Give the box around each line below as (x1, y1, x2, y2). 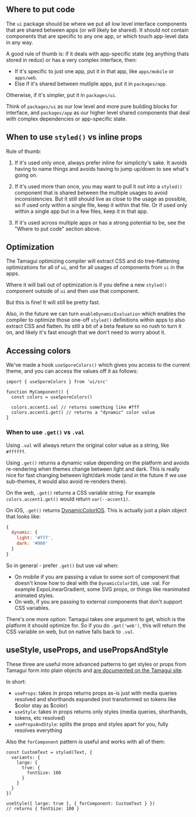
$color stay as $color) (14, 702, 68, 709)
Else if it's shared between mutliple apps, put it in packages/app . (14, 80, 167, 87)
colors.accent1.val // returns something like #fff (11, 405, 140, 411)
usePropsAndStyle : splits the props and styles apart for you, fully (14, 721, 169, 728)
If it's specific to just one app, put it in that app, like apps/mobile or (14, 67, 174, 75)
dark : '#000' (16, 540, 48, 546)
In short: (6, 678, 26, 685)
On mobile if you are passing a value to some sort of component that (14, 573, 180, 580)
